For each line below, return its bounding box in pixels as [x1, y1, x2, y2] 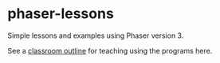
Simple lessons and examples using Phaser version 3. [7, 31, 184, 40]
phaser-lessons [7, 5, 115, 23]
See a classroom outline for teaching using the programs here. [7, 46, 213, 55]
